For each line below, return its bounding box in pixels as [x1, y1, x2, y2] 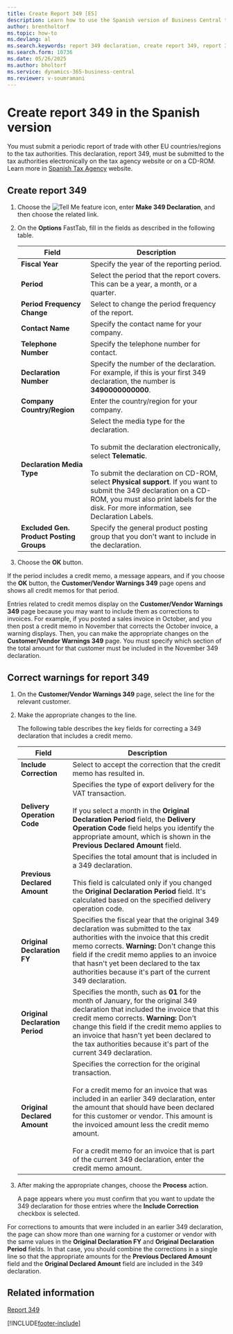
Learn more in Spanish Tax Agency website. [7, 164, 133, 173]
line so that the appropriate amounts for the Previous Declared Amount [7, 1252, 212, 1260]
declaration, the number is [90, 376, 175, 386]
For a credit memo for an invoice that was [72, 1085, 208, 1095]
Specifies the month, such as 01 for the [72, 987, 201, 997]
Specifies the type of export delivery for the [72, 779, 215, 789]
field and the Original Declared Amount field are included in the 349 [7, 1259, 203, 1267]
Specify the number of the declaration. [90, 359, 216, 369]
